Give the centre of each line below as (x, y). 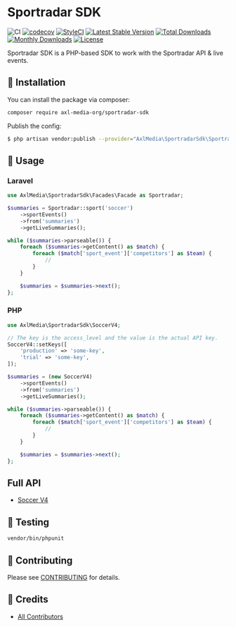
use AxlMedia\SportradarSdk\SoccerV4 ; (64, 325)
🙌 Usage (26, 160)
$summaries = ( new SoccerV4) (50, 377)
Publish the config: (34, 126)
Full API (24, 483)
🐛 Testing (28, 522)
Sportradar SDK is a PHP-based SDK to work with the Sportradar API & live (115, 53)
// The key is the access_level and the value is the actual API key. (113, 338)
